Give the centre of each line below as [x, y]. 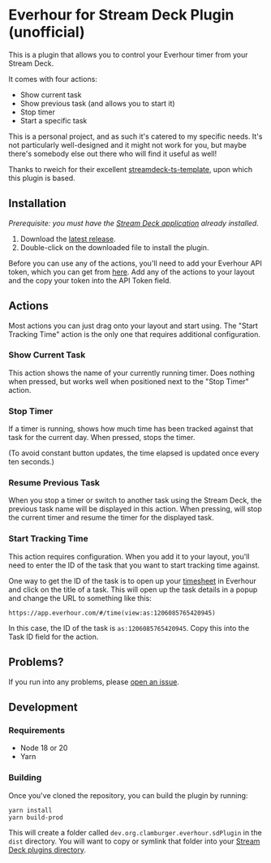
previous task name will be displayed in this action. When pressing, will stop [135, 509]
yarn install [30, 810]
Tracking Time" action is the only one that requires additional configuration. [135, 334]
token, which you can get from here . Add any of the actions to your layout [131, 272]
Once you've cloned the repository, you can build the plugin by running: [128, 795]
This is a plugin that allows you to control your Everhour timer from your [129, 54]
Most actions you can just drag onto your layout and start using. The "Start [133, 326]
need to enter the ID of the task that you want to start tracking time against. [134, 565]
